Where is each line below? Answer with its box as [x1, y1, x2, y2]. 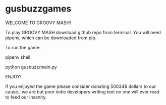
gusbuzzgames [5, 3, 72, 15]
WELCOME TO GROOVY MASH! [5, 20, 72, 26]
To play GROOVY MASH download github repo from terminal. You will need [5, 29, 161, 35]
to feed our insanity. [5, 94, 47, 100]
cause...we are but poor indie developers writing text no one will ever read [5, 88, 160, 94]
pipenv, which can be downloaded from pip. [5, 35, 97, 41]
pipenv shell [5, 54, 31, 60]
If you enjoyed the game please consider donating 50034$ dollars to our [5, 83, 156, 89]
